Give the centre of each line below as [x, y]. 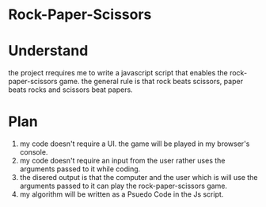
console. [34, 152]
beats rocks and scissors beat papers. [70, 90]
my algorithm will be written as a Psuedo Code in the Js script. [122, 194]
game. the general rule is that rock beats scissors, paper [151, 82]
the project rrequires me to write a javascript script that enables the [118, 73]
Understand [48, 51]
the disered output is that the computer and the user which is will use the [139, 178]
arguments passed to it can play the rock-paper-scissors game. [123, 186]
